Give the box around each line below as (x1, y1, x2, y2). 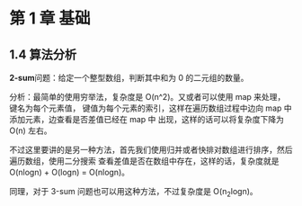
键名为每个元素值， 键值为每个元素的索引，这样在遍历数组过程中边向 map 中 (9, 103, 292, 113)
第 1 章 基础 (9, 8, 91, 29)
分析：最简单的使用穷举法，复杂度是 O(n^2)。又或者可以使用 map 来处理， (9, 92, 286, 102)
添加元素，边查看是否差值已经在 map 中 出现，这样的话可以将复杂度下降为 (9, 114, 285, 124)
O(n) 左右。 (9, 125, 52, 136)
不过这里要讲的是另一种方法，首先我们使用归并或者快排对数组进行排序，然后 (9, 145, 293, 155)
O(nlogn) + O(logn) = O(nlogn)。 (9, 167, 130, 177)
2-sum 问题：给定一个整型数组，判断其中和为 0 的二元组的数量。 (9, 73, 249, 83)
